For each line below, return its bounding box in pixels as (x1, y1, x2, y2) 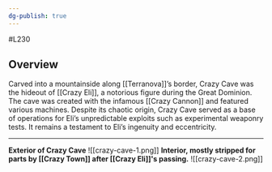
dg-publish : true (8, 11, 67, 20)
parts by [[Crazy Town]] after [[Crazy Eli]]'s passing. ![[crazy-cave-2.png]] (8, 154, 263, 164)
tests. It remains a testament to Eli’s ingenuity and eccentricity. (8, 123, 217, 132)
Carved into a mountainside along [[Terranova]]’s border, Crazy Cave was (8, 79, 254, 89)
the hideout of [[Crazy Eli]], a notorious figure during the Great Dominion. (8, 88, 253, 97)
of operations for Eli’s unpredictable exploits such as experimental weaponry (8, 114, 264, 123)
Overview (8, 58, 59, 71)
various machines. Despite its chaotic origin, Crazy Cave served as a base (8, 105, 257, 114)
